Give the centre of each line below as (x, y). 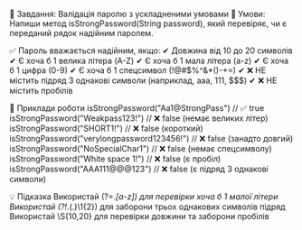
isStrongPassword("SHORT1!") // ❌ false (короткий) (106, 128)
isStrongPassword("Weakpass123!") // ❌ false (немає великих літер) (139, 118)
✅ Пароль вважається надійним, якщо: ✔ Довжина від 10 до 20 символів (151, 51)
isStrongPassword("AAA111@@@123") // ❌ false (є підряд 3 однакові (139, 169)
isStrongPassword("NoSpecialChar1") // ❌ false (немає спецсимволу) (141, 148)
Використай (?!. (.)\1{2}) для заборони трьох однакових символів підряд (148, 207)
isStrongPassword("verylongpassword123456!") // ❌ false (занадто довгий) (151, 138)
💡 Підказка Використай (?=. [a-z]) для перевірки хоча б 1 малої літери (144, 197)
